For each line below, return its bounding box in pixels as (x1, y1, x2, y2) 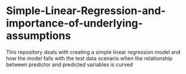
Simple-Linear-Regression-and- (6, 4, 166, 18)
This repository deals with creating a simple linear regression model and (6, 48, 181, 55)
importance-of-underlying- (6, 16, 143, 30)
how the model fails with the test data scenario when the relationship (6, 55, 173, 62)
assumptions (6, 29, 72, 42)
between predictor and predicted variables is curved (6, 60, 133, 68)
